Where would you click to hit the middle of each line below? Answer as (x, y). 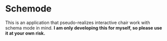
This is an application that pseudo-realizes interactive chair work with (78, 22)
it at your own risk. (25, 33)
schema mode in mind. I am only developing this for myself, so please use (84, 27)
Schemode (28, 9)
